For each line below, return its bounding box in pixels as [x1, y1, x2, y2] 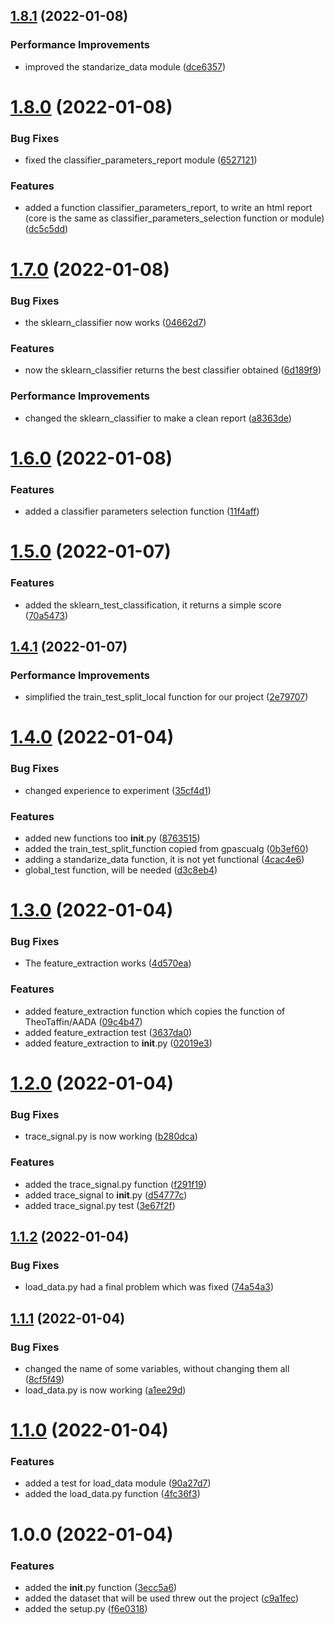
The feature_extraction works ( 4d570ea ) [24, 957, 192, 969]
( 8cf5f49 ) [24, 1373, 65, 1385]
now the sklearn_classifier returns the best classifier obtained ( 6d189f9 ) [24, 364, 322, 376]
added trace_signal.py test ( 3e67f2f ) [24, 1199, 176, 1211]
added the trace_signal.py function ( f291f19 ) [24, 1178, 207, 1190]
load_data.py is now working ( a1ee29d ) [24, 1384, 187, 1396]
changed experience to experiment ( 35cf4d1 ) [24, 784, 212, 796]
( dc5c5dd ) [24, 223, 69, 235]
